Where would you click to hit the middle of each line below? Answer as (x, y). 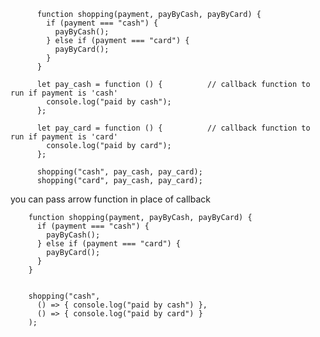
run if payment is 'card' (64, 137)
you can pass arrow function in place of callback (110, 199)
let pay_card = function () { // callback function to (173, 128)
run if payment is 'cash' (64, 93)
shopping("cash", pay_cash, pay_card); (119, 172)
